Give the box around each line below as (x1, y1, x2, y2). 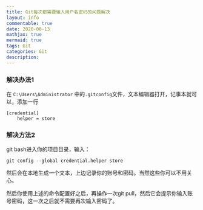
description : (6, 54, 39, 60)
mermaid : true (6, 37, 42, 43)
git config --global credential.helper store (6, 158, 123, 164)
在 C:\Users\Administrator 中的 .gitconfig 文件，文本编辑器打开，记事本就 (6, 90, 192, 97)
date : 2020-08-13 (6, 26, 50, 32)
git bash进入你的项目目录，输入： (6, 145, 90, 153)
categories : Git (6, 49, 47, 55)
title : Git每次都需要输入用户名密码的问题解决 (6, 9, 110, 15)
